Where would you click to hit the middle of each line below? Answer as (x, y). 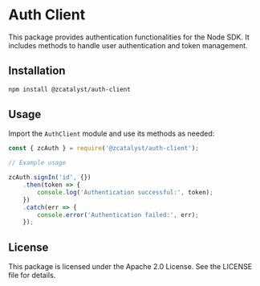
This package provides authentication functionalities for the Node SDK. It (129, 37)
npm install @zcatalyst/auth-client (69, 89)
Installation (37, 71)
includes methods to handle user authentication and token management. (128, 45)
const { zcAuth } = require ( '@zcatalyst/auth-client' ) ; (104, 149)
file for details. (32, 276)
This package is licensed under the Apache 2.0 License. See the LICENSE (130, 267)
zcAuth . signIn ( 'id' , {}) (50, 178)
